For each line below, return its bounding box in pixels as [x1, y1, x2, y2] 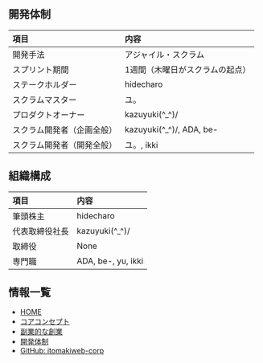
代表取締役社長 [12, 226, 70, 237]
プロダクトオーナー [12, 109, 86, 120]
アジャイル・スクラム [124, 49, 205, 60]
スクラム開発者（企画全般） [12, 124, 117, 135]
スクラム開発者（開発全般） [12, 139, 117, 150]
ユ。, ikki [124, 139, 158, 150]
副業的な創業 [19, 327, 63, 336]
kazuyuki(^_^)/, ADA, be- [124, 124, 219, 135]
